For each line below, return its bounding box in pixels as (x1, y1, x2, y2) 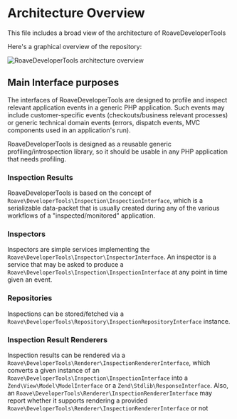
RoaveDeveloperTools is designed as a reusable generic (7, 139, 172, 148)
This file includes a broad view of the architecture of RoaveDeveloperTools (7, 28, 226, 37)
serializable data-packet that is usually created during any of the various (7, 204, 220, 213)
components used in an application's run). (7, 126, 132, 134)
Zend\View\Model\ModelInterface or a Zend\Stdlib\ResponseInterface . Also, (7, 381, 229, 389)
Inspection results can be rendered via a (7, 351, 126, 359)
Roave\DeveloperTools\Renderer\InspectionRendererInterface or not (7, 403, 209, 412)
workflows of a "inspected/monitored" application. (7, 211, 155, 220)
